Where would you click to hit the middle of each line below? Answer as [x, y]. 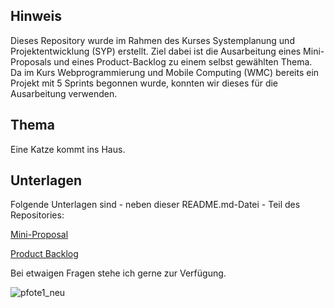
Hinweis [36, 16]
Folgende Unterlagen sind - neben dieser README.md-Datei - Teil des [155, 205]
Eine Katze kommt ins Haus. [68, 149]
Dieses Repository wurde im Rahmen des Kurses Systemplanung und [152, 40]
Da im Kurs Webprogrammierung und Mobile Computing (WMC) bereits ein [165, 72]
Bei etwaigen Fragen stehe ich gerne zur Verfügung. [118, 273]
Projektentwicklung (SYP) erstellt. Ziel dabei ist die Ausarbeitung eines [156, 51]
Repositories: [37, 215]
